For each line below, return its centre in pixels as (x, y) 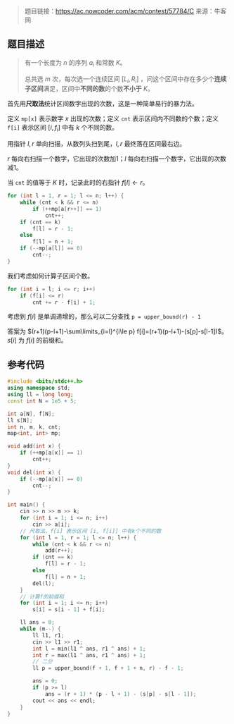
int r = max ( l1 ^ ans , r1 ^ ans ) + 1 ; (89, 655)
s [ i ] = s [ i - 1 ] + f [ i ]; (69, 610)
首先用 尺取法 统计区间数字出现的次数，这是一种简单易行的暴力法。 (103, 104)
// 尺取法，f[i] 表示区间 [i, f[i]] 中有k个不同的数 (91, 531)
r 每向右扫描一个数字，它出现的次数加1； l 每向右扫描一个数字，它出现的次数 (117, 159)
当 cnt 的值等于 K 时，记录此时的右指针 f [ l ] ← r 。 (78, 183)
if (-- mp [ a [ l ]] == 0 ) (51, 249)
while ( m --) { (40, 629)
